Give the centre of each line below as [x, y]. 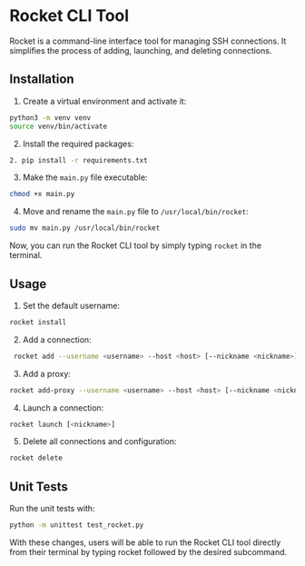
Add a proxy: [46, 373]
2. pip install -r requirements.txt [79, 160]
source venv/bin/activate [58, 126]
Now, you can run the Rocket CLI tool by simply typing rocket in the [135, 245]
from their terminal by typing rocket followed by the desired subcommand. [148, 552]
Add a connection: [57, 339]
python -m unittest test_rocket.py [77, 525]
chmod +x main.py [42, 194]
